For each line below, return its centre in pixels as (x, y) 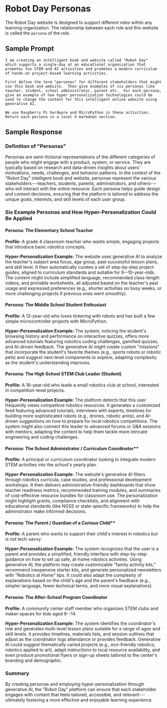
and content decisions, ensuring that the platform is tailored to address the (82, 194)
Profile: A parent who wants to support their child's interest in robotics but (82, 534)
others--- (147, 183)
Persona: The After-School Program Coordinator (57, 597)
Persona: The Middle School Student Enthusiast (56, 305)
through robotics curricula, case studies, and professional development (79, 480)
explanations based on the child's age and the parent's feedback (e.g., (78, 581)
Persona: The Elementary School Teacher (49, 230)
